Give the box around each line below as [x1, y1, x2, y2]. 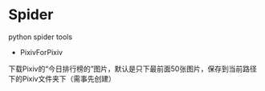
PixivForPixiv [19, 47, 63, 57]
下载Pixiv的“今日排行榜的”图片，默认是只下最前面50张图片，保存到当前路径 [8, 64, 257, 73]
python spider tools [8, 32, 73, 42]
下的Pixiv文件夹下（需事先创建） [8, 73, 116, 83]
